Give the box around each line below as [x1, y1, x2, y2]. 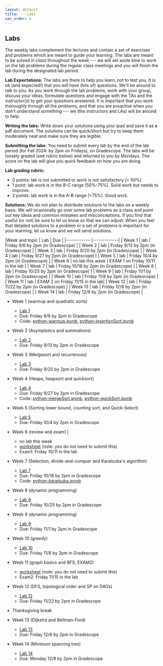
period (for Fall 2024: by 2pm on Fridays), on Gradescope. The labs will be [5, 148, 155, 154]
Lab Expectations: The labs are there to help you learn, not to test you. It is [5, 77, 156, 83]
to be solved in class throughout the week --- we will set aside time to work [5, 57, 157, 63]
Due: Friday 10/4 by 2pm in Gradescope [19, 420, 100, 425]
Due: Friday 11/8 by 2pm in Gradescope [19, 550, 98, 556]
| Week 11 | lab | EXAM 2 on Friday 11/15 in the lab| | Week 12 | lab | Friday [5, 278, 152, 285]
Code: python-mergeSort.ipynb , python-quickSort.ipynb [19, 395, 132, 402]
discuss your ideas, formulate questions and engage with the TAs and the [5, 93, 152, 99]
